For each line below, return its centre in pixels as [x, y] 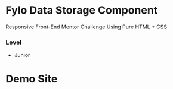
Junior [22, 55]
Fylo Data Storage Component [82, 10]
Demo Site [32, 79]
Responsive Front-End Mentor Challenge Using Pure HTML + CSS [86, 27]
